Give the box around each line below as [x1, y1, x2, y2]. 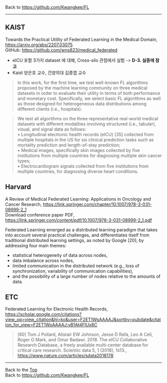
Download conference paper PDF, [5, 212, 75, 218]
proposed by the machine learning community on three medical [17, 84, 148, 91]
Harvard [5, 183, 31, 191]
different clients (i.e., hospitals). [17, 106, 83, 112]
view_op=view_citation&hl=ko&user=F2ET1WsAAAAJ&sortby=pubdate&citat [5, 316, 161, 322]
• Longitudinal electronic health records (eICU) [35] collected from [17, 131, 154, 137]
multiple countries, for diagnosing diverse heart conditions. [17, 168, 139, 174]
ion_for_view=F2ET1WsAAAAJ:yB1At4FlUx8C [5, 322, 98, 328]
